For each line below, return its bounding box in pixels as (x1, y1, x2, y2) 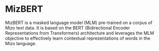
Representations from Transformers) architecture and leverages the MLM (5, 30, 154, 36)
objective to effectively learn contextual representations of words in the (5, 35, 151, 41)
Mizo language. (5, 40, 37, 46)
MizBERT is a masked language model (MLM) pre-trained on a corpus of (5, 20, 153, 25)
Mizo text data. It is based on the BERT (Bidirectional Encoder (5, 25, 130, 30)
